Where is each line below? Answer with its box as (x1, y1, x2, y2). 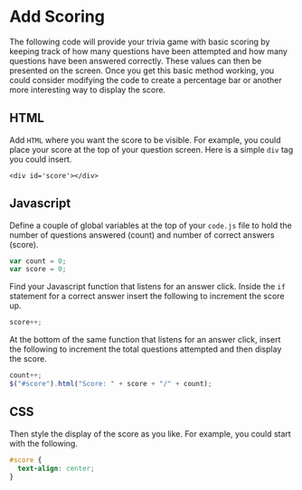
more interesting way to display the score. (9, 84, 165, 95)
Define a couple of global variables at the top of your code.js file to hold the (9, 220, 292, 231)
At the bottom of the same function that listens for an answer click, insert (9, 335, 281, 345)
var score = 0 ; (9, 265, 67, 274)
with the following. (9, 438, 79, 448)
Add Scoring (9, 6, 106, 27)
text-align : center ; (17, 464, 95, 473)
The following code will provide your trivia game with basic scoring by (9, 36, 270, 47)
